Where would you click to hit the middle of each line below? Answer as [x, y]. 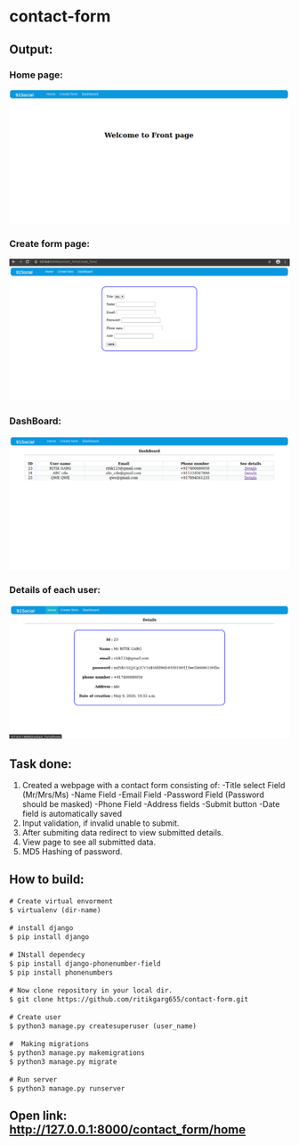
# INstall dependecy [48, 955]
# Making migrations [49, 1044]
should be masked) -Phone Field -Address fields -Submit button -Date [151, 804]
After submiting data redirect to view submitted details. [123, 833]
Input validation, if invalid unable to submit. [101, 823]
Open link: [38, 1116]
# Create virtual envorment [61, 901]
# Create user [36, 1017]
